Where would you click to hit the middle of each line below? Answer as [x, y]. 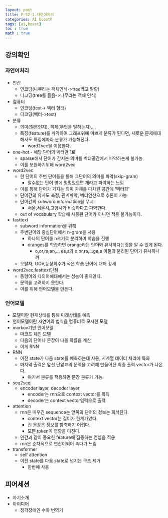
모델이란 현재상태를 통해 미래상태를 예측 [51, 315]
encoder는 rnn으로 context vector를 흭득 [68, 394]
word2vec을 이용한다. [49, 146]
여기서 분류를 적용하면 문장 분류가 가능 [65, 377]
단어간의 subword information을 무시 [57, 201]
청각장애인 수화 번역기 [42, 510]
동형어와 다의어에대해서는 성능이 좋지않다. [61, 276]
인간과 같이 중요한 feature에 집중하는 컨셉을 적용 [67, 437]
